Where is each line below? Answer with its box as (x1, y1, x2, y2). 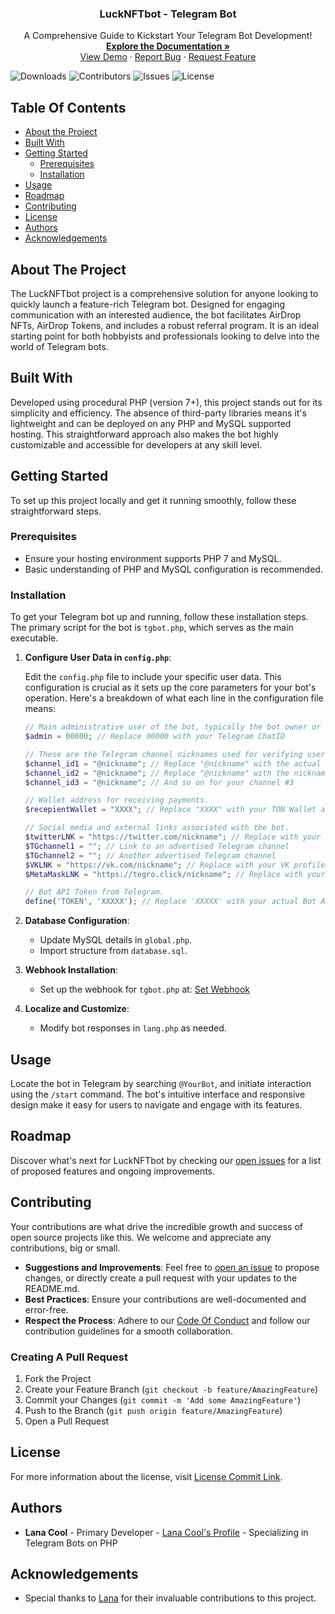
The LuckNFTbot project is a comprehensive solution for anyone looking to (10, 287, 319, 299)
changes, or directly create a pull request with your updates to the (24, 1272, 298, 1284)
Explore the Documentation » (106, 40, 230, 52)
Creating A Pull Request (10, 1350, 128, 1364)
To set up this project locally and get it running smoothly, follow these (10, 494, 297, 506)
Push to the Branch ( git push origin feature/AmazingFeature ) (24, 1404, 283, 1416)
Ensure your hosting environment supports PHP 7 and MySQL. (24, 552, 282, 564)
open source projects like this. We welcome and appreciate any (10, 1231, 272, 1243)
